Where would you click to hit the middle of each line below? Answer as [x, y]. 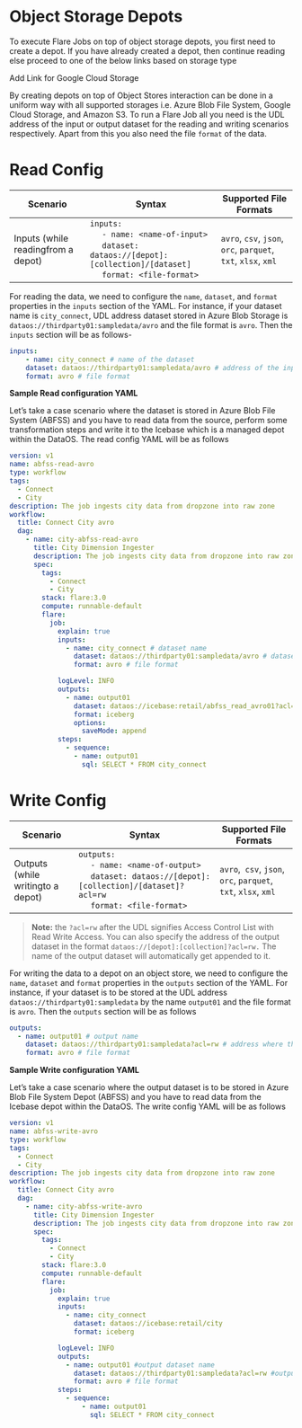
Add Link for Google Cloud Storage [74, 77]
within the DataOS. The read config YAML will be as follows [119, 439]
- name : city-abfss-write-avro [84, 1206]
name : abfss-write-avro [54, 1131]
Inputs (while [41, 238]
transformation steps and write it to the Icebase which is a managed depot [147, 430]
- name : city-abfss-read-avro [82, 540]
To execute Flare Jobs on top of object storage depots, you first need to [142, 41]
